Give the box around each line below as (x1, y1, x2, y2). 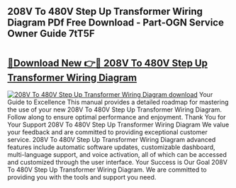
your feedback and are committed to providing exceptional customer (7, 128, 208, 136)
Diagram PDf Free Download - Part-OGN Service (7, 17, 225, 29)
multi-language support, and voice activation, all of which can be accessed (7, 151, 227, 158)
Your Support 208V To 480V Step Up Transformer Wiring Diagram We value (7, 120, 230, 129)
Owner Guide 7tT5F (7, 28, 95, 40)
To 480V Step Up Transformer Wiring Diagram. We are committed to (7, 165, 207, 174)
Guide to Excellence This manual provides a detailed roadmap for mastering (7, 98, 229, 106)
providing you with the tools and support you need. (7, 173, 157, 181)
